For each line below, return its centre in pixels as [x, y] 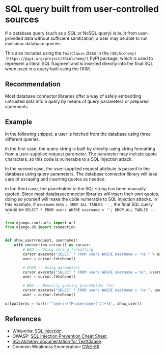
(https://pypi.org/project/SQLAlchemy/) [47, 59]
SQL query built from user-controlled [82, 9]
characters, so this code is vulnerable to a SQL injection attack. [69, 159]
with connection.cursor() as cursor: [53, 245]
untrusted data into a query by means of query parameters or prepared [77, 101]
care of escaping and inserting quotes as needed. [55, 179]
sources [22, 19]
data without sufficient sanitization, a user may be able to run [86, 38]
